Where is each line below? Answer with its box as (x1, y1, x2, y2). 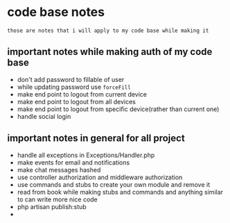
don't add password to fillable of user (17, 75, 125, 83)
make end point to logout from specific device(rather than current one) (17, 105, 220, 113)
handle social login (17, 112, 71, 120)
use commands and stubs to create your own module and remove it (17, 180, 210, 188)
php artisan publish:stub (17, 202, 87, 210)
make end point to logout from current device (17, 90, 148, 98)
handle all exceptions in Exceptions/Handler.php (17, 151, 155, 159)
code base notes (7, 4, 105, 20)
